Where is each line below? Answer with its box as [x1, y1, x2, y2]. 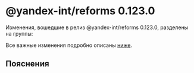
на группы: [5, 30, 33, 37]
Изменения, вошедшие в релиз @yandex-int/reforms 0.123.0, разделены [5, 24, 189, 31]
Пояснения [5, 59, 49, 69]
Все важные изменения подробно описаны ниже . [5, 42, 132, 49]
